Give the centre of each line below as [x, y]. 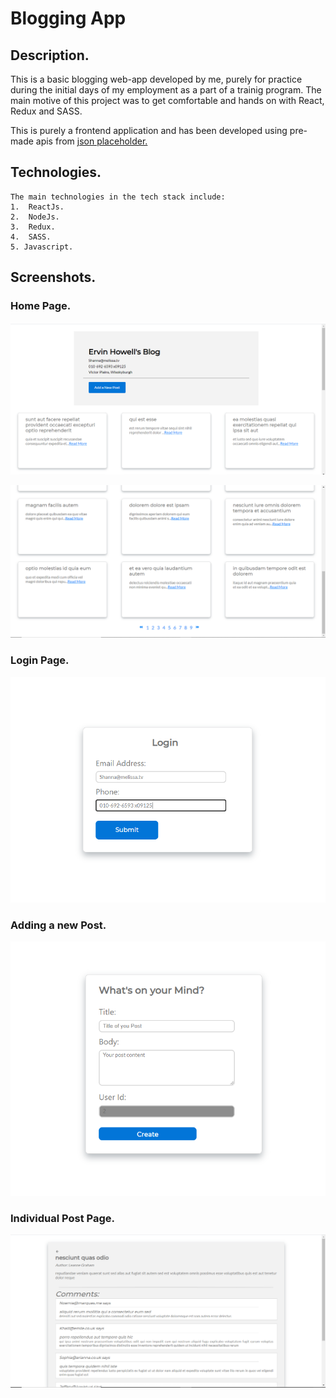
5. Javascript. [42, 247]
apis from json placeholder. [91, 141]
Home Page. [41, 306]
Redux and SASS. [46, 111]
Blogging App [68, 18]
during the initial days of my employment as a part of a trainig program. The [166, 90]
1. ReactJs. [37, 207]
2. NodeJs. [35, 217]
